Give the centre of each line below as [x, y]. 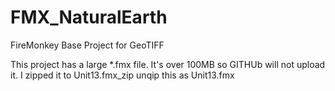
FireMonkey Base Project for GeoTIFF [87, 45]
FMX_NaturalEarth [89, 17]
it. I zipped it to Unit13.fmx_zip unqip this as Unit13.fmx [122, 75]
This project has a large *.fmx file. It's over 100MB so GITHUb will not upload [168, 64]
